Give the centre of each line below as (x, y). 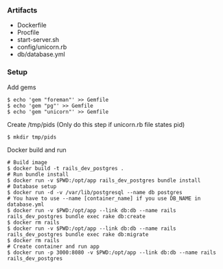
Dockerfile (32, 25)
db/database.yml (41, 54)
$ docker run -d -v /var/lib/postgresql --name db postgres (95, 192)
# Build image (27, 162)
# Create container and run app (53, 246)
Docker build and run (37, 150)
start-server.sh (38, 40)
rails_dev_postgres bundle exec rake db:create (77, 216)
